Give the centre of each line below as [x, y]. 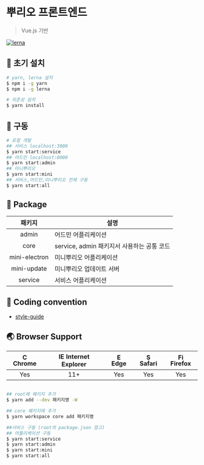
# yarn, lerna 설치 [30, 77]
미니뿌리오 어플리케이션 [86, 257]
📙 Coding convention [47, 302]
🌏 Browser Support [44, 336]
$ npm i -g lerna [28, 89]
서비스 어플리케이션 [81, 280]
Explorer [74, 364]
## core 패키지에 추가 [31, 411]
